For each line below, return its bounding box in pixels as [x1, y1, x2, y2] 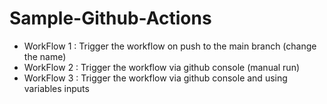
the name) [23, 50, 67, 62]
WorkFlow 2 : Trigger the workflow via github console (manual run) [23, 61, 301, 73]
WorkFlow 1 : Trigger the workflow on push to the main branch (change [23, 40, 317, 52]
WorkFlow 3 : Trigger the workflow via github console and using [23, 72, 288, 84]
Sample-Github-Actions [9, 7, 212, 30]
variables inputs [23, 82, 90, 94]
